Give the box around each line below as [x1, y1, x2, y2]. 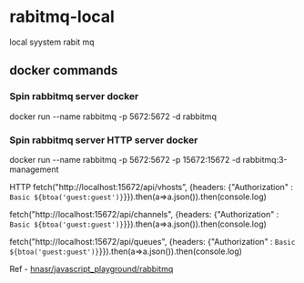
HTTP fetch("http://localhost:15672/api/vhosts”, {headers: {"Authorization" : [9, 181, 294, 192]
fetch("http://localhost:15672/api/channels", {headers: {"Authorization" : [9, 208, 279, 219]
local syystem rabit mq [9, 36, 95, 47]
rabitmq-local [9, 6, 116, 27]
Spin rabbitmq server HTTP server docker [9, 134, 198, 147]
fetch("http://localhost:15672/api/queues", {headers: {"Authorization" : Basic [9, 236, 296, 247]
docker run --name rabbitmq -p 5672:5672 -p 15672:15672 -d [9, 154, 241, 165]
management [9, 164, 59, 175]
